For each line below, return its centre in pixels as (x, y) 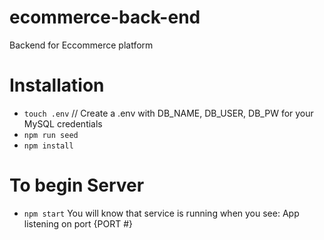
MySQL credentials (63, 123)
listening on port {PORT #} (78, 223)
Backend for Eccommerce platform (81, 45)
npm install (48, 146)
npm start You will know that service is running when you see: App (161, 213)
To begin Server (77, 185)
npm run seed (51, 135)
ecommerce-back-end (105, 17)
